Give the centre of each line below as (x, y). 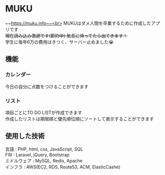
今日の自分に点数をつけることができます (47, 86)
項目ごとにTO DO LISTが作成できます (44, 112)
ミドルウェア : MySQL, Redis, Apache (44, 160)
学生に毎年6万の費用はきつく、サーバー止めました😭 (59, 42)
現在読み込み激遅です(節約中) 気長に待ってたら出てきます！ (66, 35)
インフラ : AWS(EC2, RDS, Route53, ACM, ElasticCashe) (63, 167)
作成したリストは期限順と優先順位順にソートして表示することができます (79, 118)
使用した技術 (25, 136)
